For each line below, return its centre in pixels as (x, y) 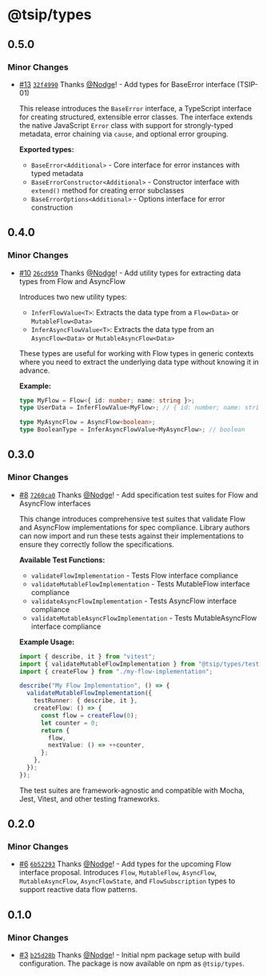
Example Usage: (47, 642)
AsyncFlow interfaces (55, 503)
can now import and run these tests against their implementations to (132, 536)
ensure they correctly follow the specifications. (97, 544)
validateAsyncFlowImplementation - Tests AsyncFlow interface (134, 601)
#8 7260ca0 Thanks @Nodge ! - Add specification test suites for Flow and (139, 494)
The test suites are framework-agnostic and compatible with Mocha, (132, 790)
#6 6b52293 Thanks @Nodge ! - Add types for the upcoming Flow (125, 864)
